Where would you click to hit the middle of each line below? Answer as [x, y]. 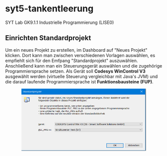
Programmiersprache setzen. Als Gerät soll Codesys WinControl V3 [76, 71]
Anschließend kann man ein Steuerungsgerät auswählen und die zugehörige [84, 66]
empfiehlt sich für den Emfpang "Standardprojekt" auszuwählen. [72, 61]
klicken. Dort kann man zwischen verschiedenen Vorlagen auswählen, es [80, 55]
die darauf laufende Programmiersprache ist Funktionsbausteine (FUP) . [79, 81]
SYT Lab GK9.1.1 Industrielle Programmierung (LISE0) [60, 22]
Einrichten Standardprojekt [48, 38]
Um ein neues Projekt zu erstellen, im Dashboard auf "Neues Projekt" [76, 50]
